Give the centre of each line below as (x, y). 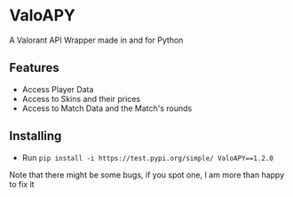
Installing (36, 136)
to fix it (22, 184)
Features (34, 68)
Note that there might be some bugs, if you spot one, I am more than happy (147, 175)
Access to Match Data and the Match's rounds (107, 108)
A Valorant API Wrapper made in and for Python (96, 40)
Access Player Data (58, 89)
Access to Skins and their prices (81, 98)
